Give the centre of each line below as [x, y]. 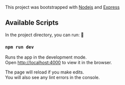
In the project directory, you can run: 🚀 [45, 35]
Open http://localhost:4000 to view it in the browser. [59, 63]
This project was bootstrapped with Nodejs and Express [62, 7]
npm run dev [20, 47]
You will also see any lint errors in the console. [53, 78]
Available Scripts [32, 23]
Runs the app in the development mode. [46, 57]
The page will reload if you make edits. [45, 72]
